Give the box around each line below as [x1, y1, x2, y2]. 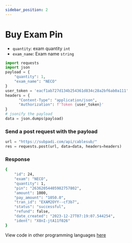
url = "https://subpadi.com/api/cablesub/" [5, 139, 97, 144]
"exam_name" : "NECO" [14, 79, 57, 84]
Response [5, 155, 30, 162]
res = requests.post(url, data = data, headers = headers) [5, 144, 122, 149]
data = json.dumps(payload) [5, 116, 64, 121]
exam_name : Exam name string [12, 50, 74, 56]
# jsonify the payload [5, 111, 52, 116]
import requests [5, 60, 39, 65]
